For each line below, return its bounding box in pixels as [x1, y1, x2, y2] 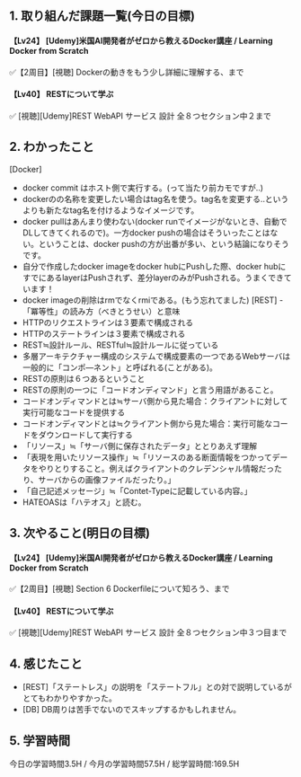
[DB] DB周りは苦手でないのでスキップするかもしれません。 [22, 704, 242, 715]
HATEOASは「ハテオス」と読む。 [22, 497, 146, 508]
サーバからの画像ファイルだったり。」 [38, 474, 176, 485]
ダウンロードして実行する [38, 429, 133, 440]
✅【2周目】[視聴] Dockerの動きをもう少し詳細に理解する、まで [9, 66, 244, 77]
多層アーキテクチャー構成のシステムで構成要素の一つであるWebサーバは [22, 350, 290, 361]
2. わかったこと [9, 139, 94, 155]
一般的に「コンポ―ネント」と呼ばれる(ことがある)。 [22, 362, 218, 373]
